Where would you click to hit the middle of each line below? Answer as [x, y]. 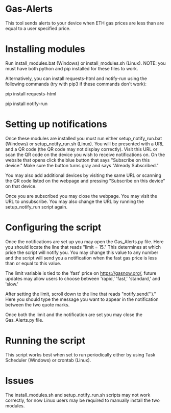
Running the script [45, 340]
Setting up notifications [56, 124]
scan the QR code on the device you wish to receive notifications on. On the [85, 154]
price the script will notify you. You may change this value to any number [82, 252]
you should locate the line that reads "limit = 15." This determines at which [83, 247]
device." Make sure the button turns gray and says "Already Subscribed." [82, 165]
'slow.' [12, 284]
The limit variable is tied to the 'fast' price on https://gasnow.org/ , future [81, 273]
